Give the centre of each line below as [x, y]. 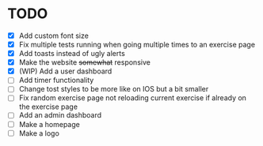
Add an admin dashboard [60, 115]
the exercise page [48, 107]
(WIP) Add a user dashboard [65, 71]
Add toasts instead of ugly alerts [72, 54]
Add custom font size [53, 36]
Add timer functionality [56, 80]
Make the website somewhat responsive [85, 62]
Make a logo [39, 133]
